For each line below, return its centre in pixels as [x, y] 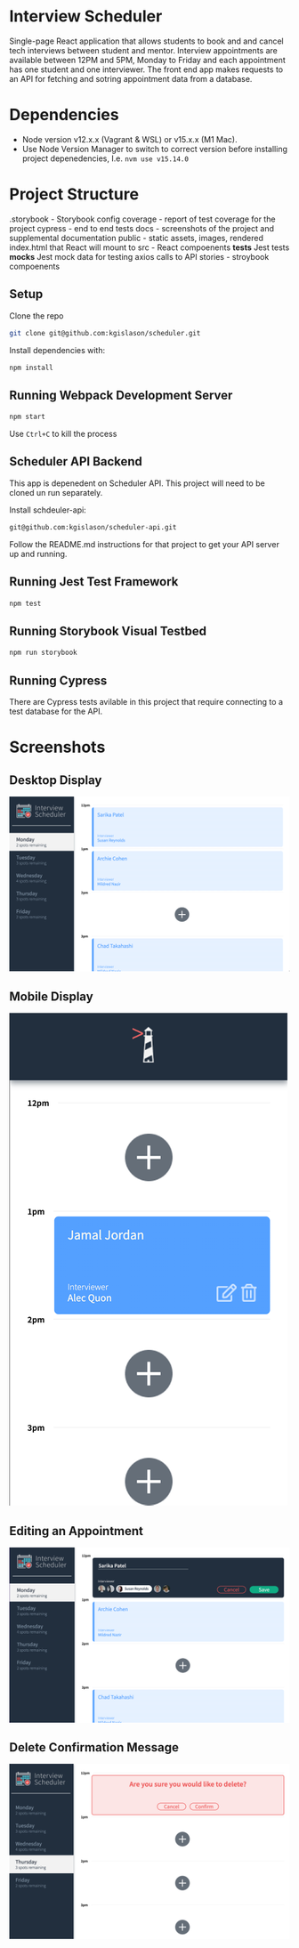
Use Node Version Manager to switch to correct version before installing [154, 149]
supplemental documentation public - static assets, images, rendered [137, 238]
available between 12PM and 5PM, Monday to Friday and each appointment [148, 60]
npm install [31, 368]
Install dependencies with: [57, 350]
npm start [28, 417]
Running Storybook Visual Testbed [108, 630]
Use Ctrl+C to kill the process [63, 434]
